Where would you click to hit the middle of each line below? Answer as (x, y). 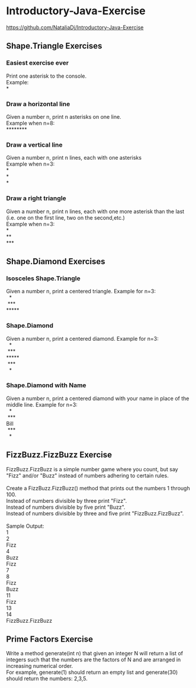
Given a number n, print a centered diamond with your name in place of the (98, 398)
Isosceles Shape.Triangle (44, 278)
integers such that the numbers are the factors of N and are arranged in (94, 660)
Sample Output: (25, 526)
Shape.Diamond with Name (46, 385)
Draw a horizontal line (38, 104)
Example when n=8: (30, 123)
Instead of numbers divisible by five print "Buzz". (66, 507)
